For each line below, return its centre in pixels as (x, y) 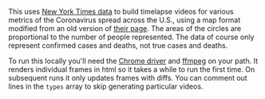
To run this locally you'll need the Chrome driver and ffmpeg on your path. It (133, 61)
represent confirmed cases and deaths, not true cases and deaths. (118, 46)
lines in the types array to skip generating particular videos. (106, 86)
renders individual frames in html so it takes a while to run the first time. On (132, 69)
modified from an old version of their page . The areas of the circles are (125, 28)
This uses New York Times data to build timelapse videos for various (121, 12)
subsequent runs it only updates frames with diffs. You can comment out (128, 78)
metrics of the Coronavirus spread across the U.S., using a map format (125, 20)
